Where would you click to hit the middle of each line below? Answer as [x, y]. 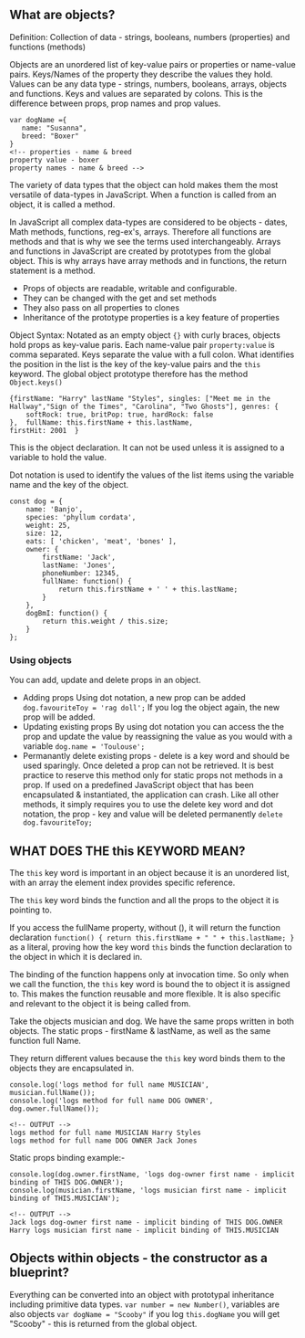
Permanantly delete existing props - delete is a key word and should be [156, 756]
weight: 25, [48, 525]
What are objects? [62, 15]
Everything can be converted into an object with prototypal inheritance [142, 1294]
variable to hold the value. [58, 457]
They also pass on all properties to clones [101, 307]
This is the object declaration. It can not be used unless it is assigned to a [147, 448]
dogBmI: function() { [66, 613]
